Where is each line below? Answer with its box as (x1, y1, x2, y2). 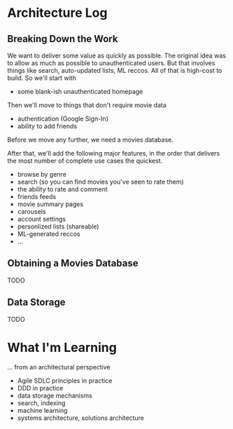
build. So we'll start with (7, 74, 77, 82)
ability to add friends (17, 122, 78, 130)
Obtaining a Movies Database (7, 257, 139, 269)
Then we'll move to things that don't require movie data (7, 101, 167, 109)
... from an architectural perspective (7, 362, 111, 371)
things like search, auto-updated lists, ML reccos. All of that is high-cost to (7, 67, 223, 74)
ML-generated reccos (17, 230, 80, 238)
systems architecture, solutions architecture (17, 414, 145, 422)
